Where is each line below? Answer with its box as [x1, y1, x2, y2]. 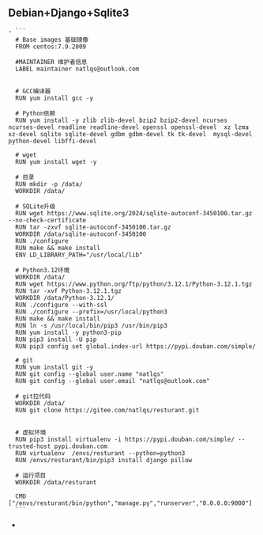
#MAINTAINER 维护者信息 [15, 58, 88, 66]
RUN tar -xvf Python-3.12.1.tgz [15, 286, 122, 295]
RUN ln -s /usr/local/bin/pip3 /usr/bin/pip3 [15, 321, 168, 329]
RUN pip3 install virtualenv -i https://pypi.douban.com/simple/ [15, 435, 235, 443]
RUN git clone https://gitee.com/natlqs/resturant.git [15, 406, 200, 414]
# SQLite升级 [15, 202, 56, 211]
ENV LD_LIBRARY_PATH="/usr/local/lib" [15, 251, 144, 259]
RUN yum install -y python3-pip [15, 328, 122, 336]
